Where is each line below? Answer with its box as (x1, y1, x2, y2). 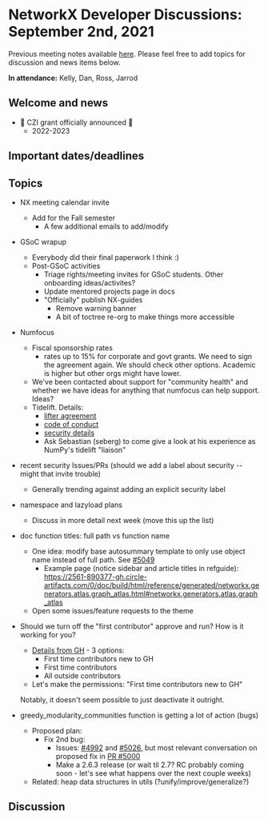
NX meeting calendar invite (19, 198, 110, 207)
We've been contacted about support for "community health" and (31, 377, 249, 386)
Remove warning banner (55, 303, 138, 313)
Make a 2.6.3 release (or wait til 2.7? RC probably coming (55, 760, 244, 769)
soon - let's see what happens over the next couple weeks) (55, 768, 252, 777)
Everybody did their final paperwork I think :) (31, 252, 180, 262)
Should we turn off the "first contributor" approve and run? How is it (19, 621, 244, 631)
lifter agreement (43, 410, 97, 421)
